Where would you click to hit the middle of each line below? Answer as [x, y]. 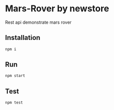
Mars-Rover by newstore [57, 9]
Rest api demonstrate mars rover [38, 22]
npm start [15, 76]
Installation [23, 38]
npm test [14, 103]
